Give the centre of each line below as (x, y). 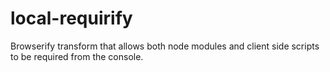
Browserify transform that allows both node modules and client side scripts (165, 46)
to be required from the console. (77, 56)
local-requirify (71, 18)
